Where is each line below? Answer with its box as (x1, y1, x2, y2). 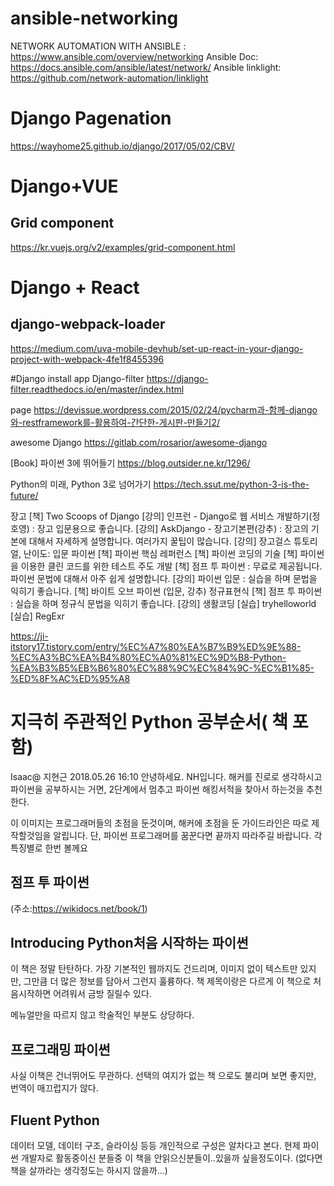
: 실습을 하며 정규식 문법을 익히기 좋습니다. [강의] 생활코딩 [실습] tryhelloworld (10, 597, 317, 609)
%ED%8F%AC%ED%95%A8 (10, 672, 131, 684)
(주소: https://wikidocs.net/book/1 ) (10, 902, 148, 914)
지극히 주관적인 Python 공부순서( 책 (10, 711, 289, 734)
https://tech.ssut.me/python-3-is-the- (153, 478, 310, 490)
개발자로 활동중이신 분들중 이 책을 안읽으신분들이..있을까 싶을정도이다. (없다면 (20, 1152, 323, 1164)
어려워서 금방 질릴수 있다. (53, 988, 152, 1000)
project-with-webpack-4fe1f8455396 (10, 353, 165, 365)
